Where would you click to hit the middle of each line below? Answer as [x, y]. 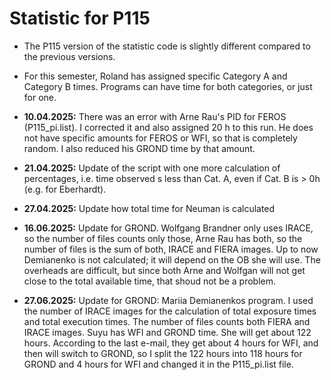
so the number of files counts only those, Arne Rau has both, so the [163, 238]
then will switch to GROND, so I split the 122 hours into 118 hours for [163, 353]
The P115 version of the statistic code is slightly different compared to [167, 46]
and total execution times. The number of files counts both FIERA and [167, 321]
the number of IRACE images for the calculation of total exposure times [170, 311]
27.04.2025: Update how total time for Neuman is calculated [149, 208]
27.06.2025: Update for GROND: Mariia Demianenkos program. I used [168, 300]
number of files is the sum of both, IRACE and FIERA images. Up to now [171, 249]
